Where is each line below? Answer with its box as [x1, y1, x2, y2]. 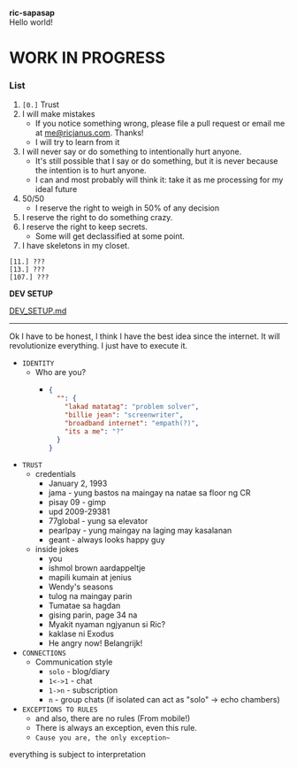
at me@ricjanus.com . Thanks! [34, 127, 144, 138]
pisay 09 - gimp [48, 497, 106, 508]
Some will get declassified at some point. [34, 231, 186, 242]
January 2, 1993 [48, 478, 108, 489]
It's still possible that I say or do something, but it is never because [34, 156, 278, 166]
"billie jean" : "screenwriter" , [65, 411, 184, 419]
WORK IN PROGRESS [9, 48, 166, 68]
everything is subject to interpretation [9, 749, 146, 760]
